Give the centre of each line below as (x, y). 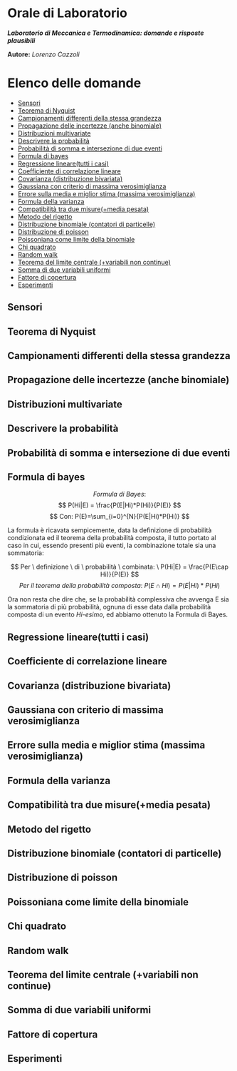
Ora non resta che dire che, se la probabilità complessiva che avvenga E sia (118, 599)
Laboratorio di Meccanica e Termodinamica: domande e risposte (106, 33)
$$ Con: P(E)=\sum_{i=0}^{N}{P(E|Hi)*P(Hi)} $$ (120, 517)
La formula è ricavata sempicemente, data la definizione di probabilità (110, 530)
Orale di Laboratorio (68, 13)
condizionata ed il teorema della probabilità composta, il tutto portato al (112, 538)
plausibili (21, 40)
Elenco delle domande (74, 83)
